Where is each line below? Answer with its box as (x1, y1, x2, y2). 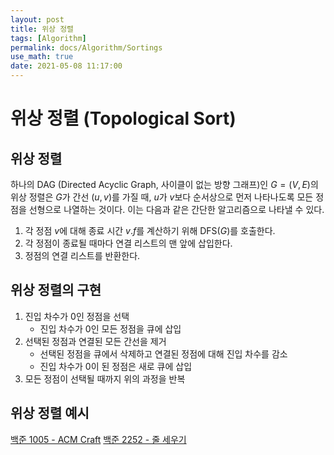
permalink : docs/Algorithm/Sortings (10, 42, 163, 53)
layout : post (10, 14, 65, 25)
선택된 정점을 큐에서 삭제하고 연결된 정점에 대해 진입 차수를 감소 (39, 347, 288, 360)
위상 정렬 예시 (10, 405, 90, 422)
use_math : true (10, 52, 74, 62)
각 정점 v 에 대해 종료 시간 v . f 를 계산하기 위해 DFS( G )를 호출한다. (24, 225, 276, 236)
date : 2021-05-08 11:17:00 (10, 61, 123, 71)
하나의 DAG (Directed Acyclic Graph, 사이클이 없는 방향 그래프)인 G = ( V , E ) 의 (10, 179, 319, 190)
